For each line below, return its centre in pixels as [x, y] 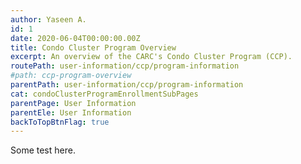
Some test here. [43, 150]
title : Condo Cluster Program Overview [93, 47]
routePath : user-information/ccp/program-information [125, 66]
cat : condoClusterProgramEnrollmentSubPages [104, 94]
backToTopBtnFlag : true [60, 122]
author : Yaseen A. [48, 19]
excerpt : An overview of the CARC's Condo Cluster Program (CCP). [151, 57]
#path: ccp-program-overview [71, 76]
